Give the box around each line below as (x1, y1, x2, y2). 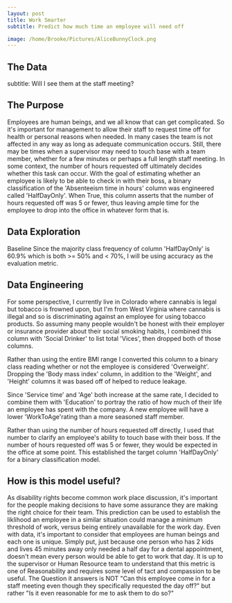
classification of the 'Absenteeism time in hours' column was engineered (7, 184, 215, 192)
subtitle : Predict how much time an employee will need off (7, 23, 185, 30)
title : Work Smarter (7, 17, 67, 24)
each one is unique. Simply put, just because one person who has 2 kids (7, 537, 214, 546)
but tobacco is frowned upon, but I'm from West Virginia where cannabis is (7, 305, 221, 313)
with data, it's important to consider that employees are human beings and (7, 530, 220, 539)
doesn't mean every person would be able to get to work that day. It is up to (7, 553, 224, 561)
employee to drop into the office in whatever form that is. (7, 205, 170, 214)
